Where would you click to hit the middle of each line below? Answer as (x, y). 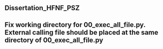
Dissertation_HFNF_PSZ (42, 8)
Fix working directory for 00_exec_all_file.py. (75, 25)
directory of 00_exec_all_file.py (54, 40)
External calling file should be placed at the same (81, 32)
